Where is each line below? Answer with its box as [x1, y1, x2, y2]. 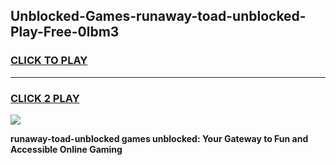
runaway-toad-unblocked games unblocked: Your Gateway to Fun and [10, 132, 309, 144]
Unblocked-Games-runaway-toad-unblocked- [10, 8, 307, 25]
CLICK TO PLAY [10, 54, 88, 68]
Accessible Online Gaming [10, 143, 123, 155]
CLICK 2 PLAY [10, 91, 80, 105]
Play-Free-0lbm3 [10, 24, 120, 41]
